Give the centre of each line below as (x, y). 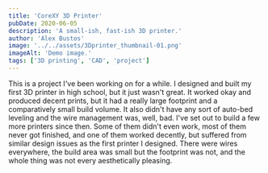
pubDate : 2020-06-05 (43, 23)
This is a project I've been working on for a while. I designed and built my (130, 83)
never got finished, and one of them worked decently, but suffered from (128, 134)
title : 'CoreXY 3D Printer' (56, 16)
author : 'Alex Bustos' (46, 38)
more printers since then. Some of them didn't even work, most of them (128, 126)
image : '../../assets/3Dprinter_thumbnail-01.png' (95, 46)
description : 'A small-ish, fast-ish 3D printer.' (95, 31)
